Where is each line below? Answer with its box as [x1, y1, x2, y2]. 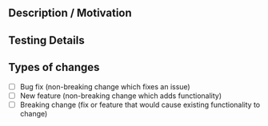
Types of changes [8, 61, 100, 74]
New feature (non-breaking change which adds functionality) [19, 91, 222, 100]
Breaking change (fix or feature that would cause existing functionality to [19, 100, 261, 109]
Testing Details [8, 33, 86, 47]
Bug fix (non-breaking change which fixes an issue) [19, 81, 190, 91]
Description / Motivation [8, 6, 132, 20]
